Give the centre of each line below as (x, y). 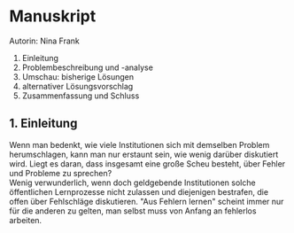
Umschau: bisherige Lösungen (78, 76)
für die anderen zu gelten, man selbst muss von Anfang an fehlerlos (133, 211)
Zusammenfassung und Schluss (81, 96)
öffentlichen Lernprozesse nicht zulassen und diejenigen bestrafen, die (139, 191)
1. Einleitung (43, 124)
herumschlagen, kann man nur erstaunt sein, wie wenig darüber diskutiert (144, 154)
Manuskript (53, 16)
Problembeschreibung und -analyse (87, 67)
